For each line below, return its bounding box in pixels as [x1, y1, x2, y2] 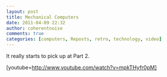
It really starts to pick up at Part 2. [6, 53, 90, 59]
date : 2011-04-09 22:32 [6, 20, 66, 25]
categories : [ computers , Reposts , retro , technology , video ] [6, 36, 162, 42]
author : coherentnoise [6, 25, 63, 31]
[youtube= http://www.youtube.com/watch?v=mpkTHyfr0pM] [6, 64, 157, 71]
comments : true [6, 31, 44, 37]
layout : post [6, 8, 39, 15]
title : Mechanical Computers [6, 14, 79, 20]
